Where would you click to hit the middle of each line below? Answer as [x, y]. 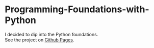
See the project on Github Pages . [40, 40]
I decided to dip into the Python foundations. [52, 34]
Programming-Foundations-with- [77, 9]
